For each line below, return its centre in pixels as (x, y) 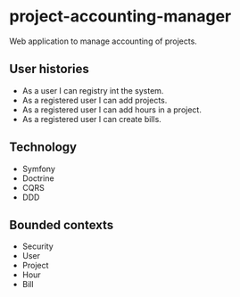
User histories (49, 69)
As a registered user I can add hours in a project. (112, 110)
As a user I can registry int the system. (93, 90)
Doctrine (38, 178)
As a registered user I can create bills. (92, 119)
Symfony (39, 169)
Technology (43, 148)
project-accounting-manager (120, 16)
